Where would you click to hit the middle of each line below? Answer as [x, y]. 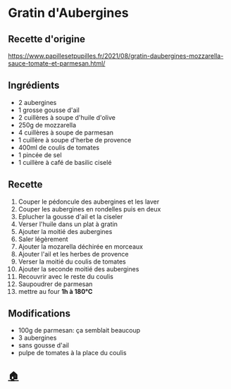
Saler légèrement [43, 239]
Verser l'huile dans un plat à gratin [68, 224]
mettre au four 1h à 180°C [55, 291]
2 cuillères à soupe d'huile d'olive [67, 117]
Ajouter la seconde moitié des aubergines [79, 268]
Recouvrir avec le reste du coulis [65, 276]
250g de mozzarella [47, 125]
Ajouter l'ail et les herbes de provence [73, 254]
